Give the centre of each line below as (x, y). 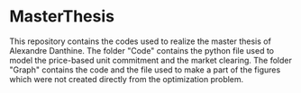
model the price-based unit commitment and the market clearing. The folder (151, 60)
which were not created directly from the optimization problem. (127, 79)
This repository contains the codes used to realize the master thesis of (141, 41)
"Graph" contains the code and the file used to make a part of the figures (145, 70)
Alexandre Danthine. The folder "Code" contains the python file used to (142, 50)
